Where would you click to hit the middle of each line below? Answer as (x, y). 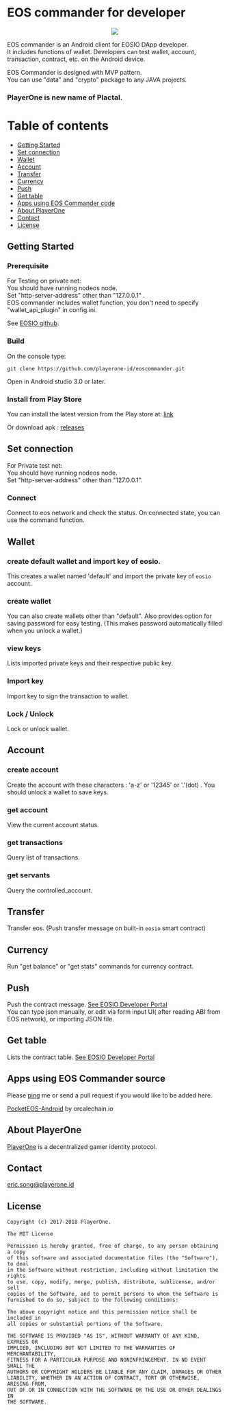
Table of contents (58, 126)
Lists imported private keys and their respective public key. (90, 663)
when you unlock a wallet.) (45, 631)
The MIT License (30, 1234)
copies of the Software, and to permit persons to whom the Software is (113, 1294)
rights (16, 1276)
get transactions (35, 842)
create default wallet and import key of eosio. (84, 561)
